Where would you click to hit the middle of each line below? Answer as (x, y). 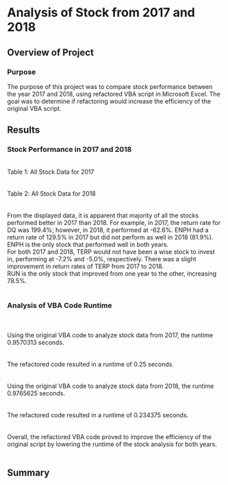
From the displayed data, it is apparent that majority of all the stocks (103, 215)
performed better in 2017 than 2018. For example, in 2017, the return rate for (114, 222)
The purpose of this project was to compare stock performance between (110, 86)
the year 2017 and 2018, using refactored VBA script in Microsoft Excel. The (114, 94)
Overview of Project (51, 52)
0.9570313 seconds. (36, 342)
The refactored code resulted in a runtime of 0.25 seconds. (91, 364)
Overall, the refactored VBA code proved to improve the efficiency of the (110, 436)
